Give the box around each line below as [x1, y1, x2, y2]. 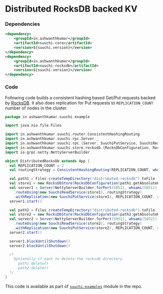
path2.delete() [17, 265, 49, 271]
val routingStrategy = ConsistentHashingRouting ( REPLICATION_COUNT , [9, 168, 151, 172]
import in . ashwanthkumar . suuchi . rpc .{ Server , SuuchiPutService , [5, 141, 138, 146]
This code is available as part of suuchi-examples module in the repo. [5, 283, 143, 289]
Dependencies [5, 21, 40, 28]
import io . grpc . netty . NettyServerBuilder [5, 150, 90, 155]
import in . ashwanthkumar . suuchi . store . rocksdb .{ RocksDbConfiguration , [5, 145, 151, 150]
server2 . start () [9, 230, 42, 235]
